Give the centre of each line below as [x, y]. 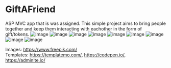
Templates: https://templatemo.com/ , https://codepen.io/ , [66, 55]
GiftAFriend [30, 9]
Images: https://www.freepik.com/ [41, 49]
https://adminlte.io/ [25, 60]
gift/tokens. [17, 34]
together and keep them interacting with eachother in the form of [74, 28]
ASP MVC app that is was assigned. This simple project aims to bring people [86, 23]
